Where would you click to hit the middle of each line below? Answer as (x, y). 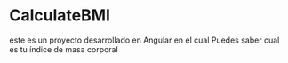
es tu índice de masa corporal (64, 49)
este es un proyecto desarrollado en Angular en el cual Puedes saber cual (144, 40)
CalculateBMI (60, 16)
